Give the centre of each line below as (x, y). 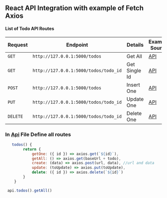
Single (134, 70)
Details (135, 45)
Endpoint (77, 45)
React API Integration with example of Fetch (75, 8)
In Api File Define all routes (38, 134)
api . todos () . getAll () (30, 191)
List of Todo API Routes (30, 28)
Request (18, 45)
